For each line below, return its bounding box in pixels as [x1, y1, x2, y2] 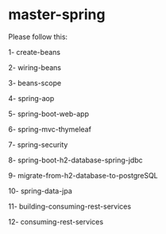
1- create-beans [8, 47, 61, 57]
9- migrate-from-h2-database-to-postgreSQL [8, 170, 159, 180]
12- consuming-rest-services [8, 216, 104, 226]
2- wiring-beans [8, 62, 62, 72]
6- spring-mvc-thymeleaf [8, 124, 91, 134]
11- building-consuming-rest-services [8, 201, 132, 211]
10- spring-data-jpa [8, 185, 73, 196]
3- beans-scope [8, 78, 62, 88]
